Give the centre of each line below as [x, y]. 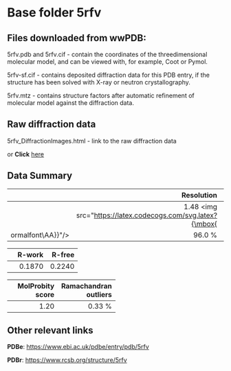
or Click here [26, 154]
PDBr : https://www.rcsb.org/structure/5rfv [67, 360]
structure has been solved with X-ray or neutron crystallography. [99, 82]
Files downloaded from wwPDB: [77, 38]
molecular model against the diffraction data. [70, 103]
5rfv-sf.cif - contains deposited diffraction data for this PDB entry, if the [108, 75]
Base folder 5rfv [54, 13]
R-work [31, 254]
